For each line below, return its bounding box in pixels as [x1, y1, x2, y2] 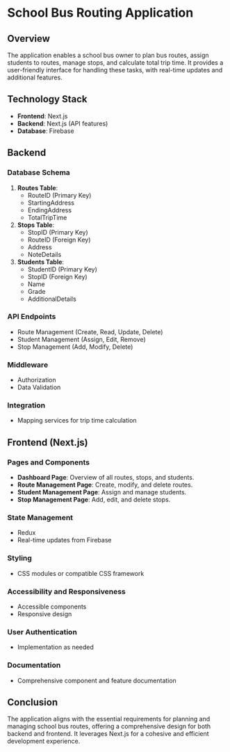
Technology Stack [7, 93, 88, 105]
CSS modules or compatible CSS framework [17, 569, 145, 577]
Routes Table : [17, 183, 58, 192]
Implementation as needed [17, 643, 94, 652]
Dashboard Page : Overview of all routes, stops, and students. [17, 473, 195, 482]
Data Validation [17, 383, 61, 391]
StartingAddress [27, 198, 75, 207]
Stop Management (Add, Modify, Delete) [17, 343, 133, 351]
